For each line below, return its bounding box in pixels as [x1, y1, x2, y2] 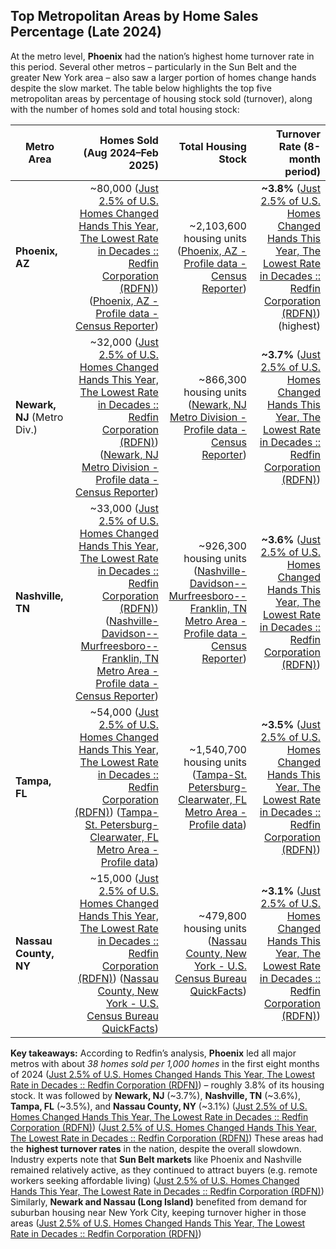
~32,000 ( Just [89, 335, 159, 349]
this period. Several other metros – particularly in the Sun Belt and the [10, 60, 297, 73]
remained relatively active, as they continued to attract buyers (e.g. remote [10, 1164, 318, 1176]
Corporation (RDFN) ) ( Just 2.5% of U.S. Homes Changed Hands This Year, [10, 1121, 317, 1133]
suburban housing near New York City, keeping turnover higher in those [10, 1206, 307, 1218]
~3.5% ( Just [261, 717, 321, 731]
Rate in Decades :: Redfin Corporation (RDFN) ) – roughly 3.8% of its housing [10, 1079, 325, 1091]
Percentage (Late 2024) [10, 24, 163, 41]
